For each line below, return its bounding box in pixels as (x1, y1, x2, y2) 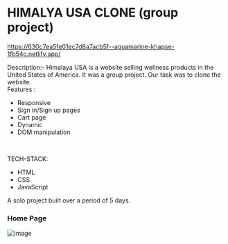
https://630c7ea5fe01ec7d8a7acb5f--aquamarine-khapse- (7, 42, 175, 50)
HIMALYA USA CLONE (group (7, 5, 179, 21)
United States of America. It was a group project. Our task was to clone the (7, 71, 222, 79)
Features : (7, 85, 36, 93)
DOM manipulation (17, 128, 71, 136)
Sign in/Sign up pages (17, 106, 81, 114)
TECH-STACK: (7, 154, 49, 163)
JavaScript (17, 182, 49, 191)
